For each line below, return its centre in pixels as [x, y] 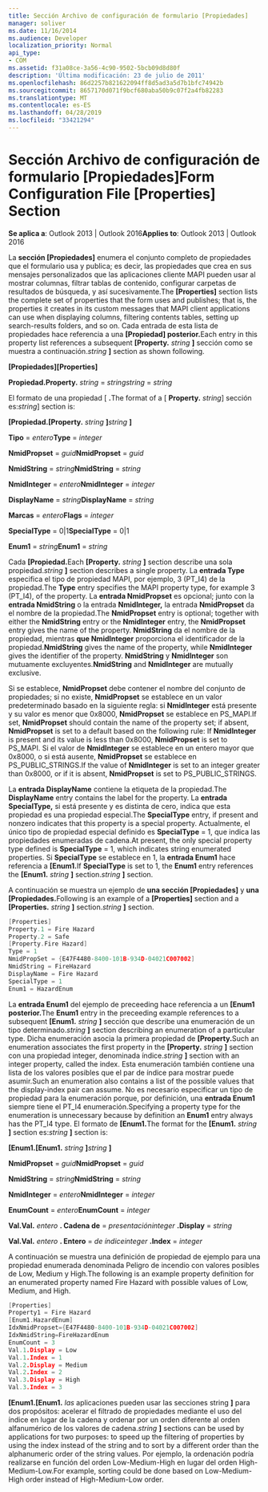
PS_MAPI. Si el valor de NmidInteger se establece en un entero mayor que [131, 748]
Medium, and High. [40, 1291]
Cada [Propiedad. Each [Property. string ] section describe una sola [120, 562]
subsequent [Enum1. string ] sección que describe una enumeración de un [132, 1021]
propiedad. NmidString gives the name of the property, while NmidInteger [130, 647]
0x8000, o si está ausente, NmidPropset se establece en [103, 756]
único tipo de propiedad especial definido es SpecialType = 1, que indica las [134, 831]
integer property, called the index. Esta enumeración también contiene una [131, 1063]
